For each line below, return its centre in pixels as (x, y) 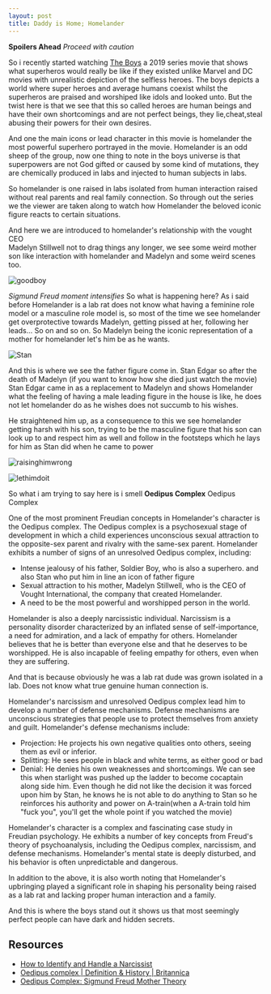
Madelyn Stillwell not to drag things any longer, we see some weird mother (133, 247)
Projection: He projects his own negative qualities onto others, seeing (135, 743)
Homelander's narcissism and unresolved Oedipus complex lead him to (127, 701)
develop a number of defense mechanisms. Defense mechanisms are (124, 709)
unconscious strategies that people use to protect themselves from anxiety (133, 718)
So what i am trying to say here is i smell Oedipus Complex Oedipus (122, 493)
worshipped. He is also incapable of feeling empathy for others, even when (133, 653)
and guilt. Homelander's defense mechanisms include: (99, 727)
